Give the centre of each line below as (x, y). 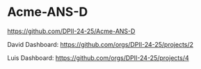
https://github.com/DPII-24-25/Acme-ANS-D (71, 31)
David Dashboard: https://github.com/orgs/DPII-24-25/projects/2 (100, 44)
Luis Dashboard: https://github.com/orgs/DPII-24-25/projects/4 (98, 58)
